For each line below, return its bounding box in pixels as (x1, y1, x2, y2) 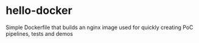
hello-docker (5, 4, 72, 18)
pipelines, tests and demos (5, 30, 74, 37)
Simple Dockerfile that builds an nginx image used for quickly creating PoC (5, 24, 194, 31)
